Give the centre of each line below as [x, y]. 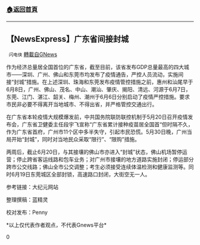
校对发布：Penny [27, 212]
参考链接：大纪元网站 [32, 187]
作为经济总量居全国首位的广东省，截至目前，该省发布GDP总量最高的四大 [95, 67]
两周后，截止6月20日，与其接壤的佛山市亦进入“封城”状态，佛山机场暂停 [94, 152]
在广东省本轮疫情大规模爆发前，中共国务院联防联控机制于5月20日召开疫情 [97, 117]
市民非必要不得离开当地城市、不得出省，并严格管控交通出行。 [82, 104]
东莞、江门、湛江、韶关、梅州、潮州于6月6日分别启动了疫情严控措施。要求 [98, 97]
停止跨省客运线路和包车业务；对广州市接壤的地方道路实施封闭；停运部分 [105, 160]
